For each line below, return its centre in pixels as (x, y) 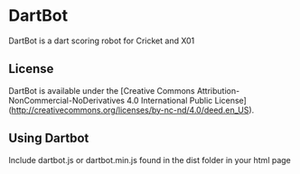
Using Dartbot (49, 138)
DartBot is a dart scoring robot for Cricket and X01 (102, 41)
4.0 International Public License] (187, 100)
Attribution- (218, 90)
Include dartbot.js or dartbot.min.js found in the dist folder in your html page (150, 160)
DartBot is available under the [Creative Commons (102, 90)
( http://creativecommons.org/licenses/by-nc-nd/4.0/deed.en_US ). (131, 110)
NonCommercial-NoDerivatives (67, 100)
